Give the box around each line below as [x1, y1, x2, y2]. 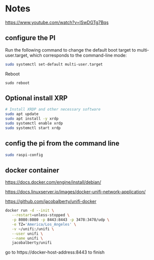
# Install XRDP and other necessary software [5, 107, 101, 112]
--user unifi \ [11, 231, 43, 236]
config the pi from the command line [5, 139, 120, 148]
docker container [5, 166, 59, 174]
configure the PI [5, 34, 56, 42]
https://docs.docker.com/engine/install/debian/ [5, 179, 102, 185]
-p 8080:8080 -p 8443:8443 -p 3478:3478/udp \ [11, 217, 110, 222]
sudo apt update [5, 112, 39, 117]
